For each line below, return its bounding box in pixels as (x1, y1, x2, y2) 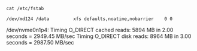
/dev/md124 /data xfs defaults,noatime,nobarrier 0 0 (6, 16, 172, 22)
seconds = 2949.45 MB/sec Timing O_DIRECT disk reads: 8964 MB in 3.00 (6, 33, 192, 40)
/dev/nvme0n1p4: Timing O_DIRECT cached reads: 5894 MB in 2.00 (6, 27, 174, 33)
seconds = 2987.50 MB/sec (6, 39, 74, 46)
